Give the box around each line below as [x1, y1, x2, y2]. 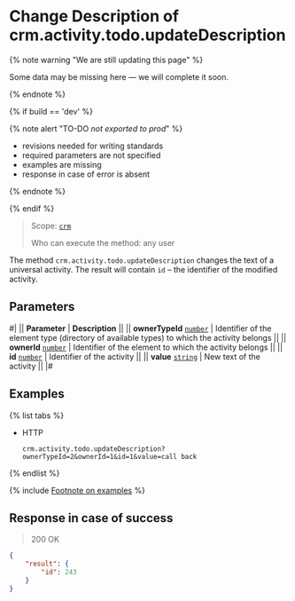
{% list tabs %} [9, 410, 65, 421]
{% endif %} [9, 202, 55, 214]
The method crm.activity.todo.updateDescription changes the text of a [9, 255, 275, 265]
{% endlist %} [9, 468, 60, 478]
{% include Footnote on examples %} [9, 485, 146, 495]
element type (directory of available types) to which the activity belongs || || [9, 332, 287, 343]
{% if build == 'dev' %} [9, 106, 93, 116]
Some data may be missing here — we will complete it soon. [9, 71, 229, 82]
